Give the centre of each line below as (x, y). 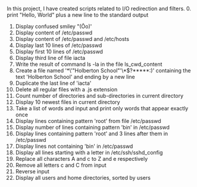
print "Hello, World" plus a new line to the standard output (78, 15)
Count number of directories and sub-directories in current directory (99, 96)
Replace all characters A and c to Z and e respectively (82, 159)
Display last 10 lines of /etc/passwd (59, 45)
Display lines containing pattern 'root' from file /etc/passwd (88, 121)
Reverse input (32, 171)
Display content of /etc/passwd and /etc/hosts (72, 39)
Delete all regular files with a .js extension (66, 89)
